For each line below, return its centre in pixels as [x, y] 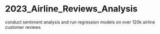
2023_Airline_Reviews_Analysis [71, 9]
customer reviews [23, 27]
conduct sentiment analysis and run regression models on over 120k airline [80, 22]
